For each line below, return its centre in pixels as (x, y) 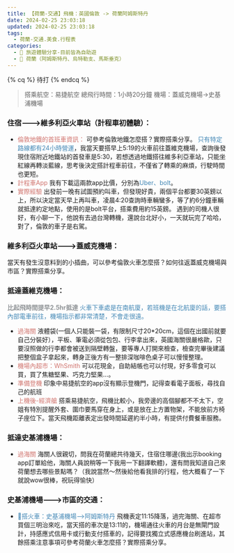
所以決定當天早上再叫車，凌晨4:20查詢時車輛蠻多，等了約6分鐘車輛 (127, 200)
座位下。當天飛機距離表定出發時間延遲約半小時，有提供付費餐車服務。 (124, 417)
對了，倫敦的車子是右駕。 (54, 226)
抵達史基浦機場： (36, 438)
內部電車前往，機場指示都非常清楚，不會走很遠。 (77, 316)
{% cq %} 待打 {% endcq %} (48, 79)
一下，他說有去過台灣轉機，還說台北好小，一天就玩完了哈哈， (136, 218)
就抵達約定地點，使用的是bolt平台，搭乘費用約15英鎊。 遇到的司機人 (115, 209)
